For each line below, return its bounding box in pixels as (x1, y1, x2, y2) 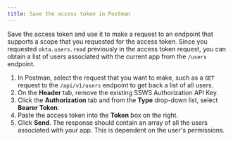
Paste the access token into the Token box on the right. (17, 111, 178, 119)
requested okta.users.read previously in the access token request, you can (7, 44, 227, 53)
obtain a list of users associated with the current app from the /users (7, 52, 207, 61)
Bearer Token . (17, 103, 60, 111)
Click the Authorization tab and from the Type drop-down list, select (17, 96, 218, 104)
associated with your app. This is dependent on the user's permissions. (17, 125, 225, 134)
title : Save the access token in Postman (7, 10, 131, 18)
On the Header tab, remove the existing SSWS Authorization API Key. (17, 88, 219, 97)
